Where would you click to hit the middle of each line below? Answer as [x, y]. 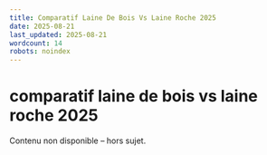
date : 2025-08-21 [42, 26]
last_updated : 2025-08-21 [58, 34]
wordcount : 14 [36, 43]
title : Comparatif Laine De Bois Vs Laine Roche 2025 [113, 18]
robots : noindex [40, 52]
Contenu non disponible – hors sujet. [78, 140]
